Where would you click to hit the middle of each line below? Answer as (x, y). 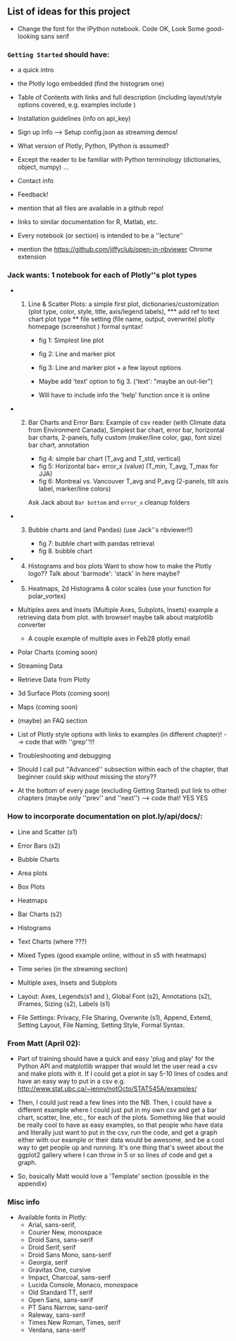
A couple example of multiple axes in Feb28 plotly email (109, 638)
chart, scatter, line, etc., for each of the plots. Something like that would (121, 1117)
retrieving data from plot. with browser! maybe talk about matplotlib (115, 617)
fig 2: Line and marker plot (77, 354)
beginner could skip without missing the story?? (87, 777)
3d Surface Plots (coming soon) (64, 693)
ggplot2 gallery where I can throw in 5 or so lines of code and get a (115, 1155)
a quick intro (36, 70)
